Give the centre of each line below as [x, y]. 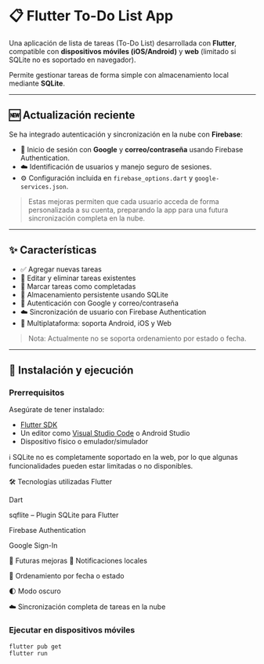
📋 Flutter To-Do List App [91, 16]
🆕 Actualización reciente [72, 115]
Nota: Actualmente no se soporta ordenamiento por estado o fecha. [137, 338]
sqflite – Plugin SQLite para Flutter [64, 515]
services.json [43, 187]
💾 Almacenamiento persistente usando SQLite [94, 294]
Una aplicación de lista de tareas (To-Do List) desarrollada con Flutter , [123, 43]
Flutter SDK [39, 425]
